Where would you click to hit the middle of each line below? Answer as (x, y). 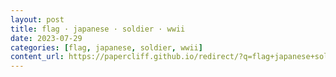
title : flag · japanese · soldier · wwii (98, 29)
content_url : (37, 57)
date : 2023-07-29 (46, 38)
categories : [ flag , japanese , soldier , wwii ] (106, 47)
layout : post (37, 19)
